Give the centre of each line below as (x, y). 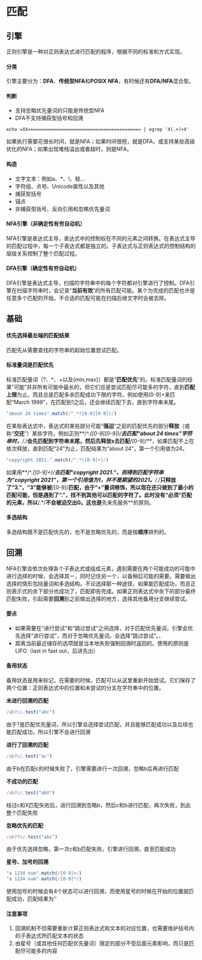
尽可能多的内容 (39, 951)
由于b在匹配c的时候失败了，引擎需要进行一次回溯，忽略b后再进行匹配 (93, 768)
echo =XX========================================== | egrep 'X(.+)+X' (98, 130)
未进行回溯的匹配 (27, 700)
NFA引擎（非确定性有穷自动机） (46, 224)
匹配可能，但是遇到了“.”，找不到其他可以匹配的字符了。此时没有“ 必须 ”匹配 (99, 494)
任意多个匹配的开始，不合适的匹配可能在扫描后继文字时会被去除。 (88, 298)
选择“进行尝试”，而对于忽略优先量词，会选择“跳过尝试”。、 (92, 635)
